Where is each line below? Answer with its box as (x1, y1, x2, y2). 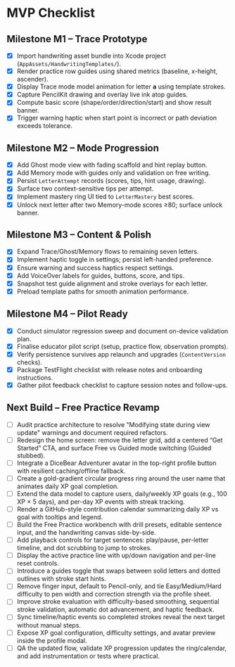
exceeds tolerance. (16, 122, 73, 130)
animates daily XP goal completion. (16, 482, 119, 490)
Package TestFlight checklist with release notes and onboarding (16, 365, 203, 374)
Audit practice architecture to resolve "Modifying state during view (16, 420, 210, 428)
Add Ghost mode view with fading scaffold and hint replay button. (16, 160, 208, 170)
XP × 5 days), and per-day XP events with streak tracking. (16, 497, 186, 506)
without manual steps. (16, 621, 82, 629)
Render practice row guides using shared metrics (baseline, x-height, (16, 67, 218, 75)
